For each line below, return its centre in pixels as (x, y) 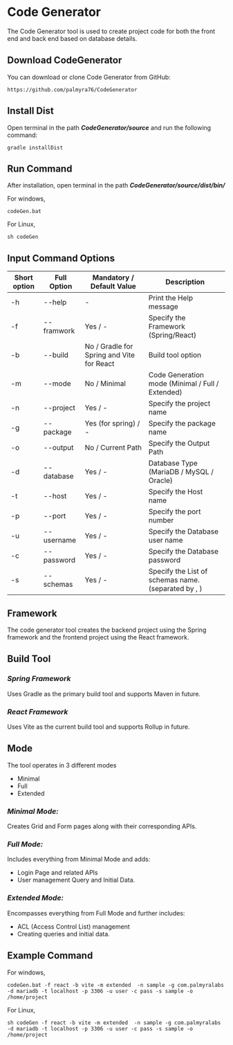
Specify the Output (179, 444)
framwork (59, 331)
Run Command (40, 169)
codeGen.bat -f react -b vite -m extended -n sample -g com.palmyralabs (116, 985)
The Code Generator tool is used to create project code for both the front (111, 31)
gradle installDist (35, 147)
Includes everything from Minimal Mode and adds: (79, 860)
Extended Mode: (36, 898)
